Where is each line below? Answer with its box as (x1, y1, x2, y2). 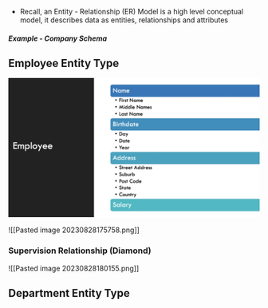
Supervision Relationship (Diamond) (8, 245, 152, 256)
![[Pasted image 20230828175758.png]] (8, 225, 140, 235)
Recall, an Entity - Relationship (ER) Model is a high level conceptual (19, 7, 244, 16)
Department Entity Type (8, 286, 130, 300)
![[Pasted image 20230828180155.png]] (8, 263, 140, 273)
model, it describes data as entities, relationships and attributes (19, 15, 229, 25)
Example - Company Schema (8, 34, 108, 43)
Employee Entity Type (8, 56, 120, 70)
